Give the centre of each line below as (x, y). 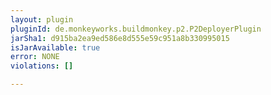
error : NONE (35, 57)
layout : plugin (42, 19)
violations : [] (42, 66)
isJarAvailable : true (55, 47)
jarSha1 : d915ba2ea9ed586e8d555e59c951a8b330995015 (120, 38)
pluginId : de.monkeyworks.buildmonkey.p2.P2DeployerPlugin (136, 29)
